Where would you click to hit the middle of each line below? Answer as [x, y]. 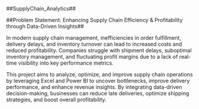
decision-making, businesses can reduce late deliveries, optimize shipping [98, 93]
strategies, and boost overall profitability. [56, 100]
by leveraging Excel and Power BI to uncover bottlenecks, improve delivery [98, 81]
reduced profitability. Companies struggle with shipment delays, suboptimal [99, 50]
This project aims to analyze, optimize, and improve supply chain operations [99, 74]
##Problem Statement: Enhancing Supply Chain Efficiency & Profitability [94, 20]
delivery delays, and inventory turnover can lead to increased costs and [94, 44]
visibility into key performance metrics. [66, 63]
